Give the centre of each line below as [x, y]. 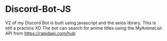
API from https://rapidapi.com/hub [40, 33]
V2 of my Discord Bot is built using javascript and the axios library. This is [81, 23]
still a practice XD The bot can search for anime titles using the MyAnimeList [83, 28]
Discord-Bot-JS [38, 9]
